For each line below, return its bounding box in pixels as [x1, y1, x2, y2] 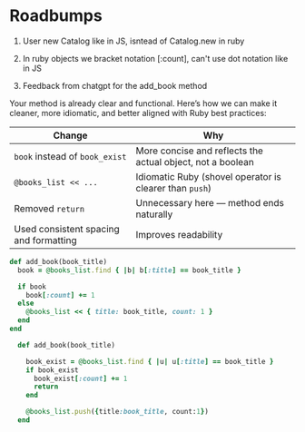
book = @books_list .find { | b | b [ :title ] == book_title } [17, 265, 242, 275]
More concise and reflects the [135, 144, 263, 157]
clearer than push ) [135, 182, 212, 194]
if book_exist [25, 365, 79, 375]
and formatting [14, 233, 77, 246]
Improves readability [135, 228, 223, 241]
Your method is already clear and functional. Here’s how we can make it [9, 97, 278, 109]
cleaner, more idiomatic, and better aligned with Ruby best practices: [9, 107, 267, 118]
